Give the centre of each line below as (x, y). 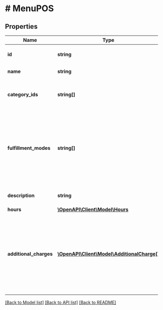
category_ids (23, 94)
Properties (21, 27)
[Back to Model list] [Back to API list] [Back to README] (61, 302)
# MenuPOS (30, 9)
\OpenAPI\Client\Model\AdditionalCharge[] (108, 254)
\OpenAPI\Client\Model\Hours (93, 210)
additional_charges (30, 254)
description (21, 195)
